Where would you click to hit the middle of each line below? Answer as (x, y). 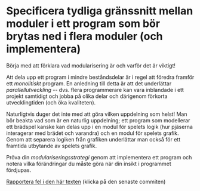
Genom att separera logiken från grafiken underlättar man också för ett (93, 139)
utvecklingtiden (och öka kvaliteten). (51, 102)
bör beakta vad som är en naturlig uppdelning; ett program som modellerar (98, 120)
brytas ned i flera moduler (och (84, 36)
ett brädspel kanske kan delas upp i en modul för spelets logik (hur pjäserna (99, 127)
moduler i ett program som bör (83, 24)
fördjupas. (19, 170)
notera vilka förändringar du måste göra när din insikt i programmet (89, 164)
